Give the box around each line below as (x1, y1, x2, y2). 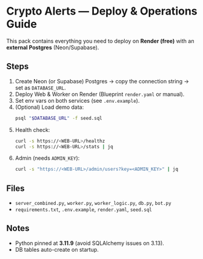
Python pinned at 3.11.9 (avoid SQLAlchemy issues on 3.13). (15, 239, 165, 247)
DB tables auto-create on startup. (15, 246, 99, 253)
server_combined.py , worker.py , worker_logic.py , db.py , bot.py (15, 199, 171, 207)
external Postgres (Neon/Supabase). (6, 44, 99, 51)
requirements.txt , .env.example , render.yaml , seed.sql (15, 205, 153, 213)
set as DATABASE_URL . (15, 84, 67, 91)
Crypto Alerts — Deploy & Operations (6, 4, 198, 18)
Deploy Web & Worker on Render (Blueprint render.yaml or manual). (15, 90, 185, 98)
